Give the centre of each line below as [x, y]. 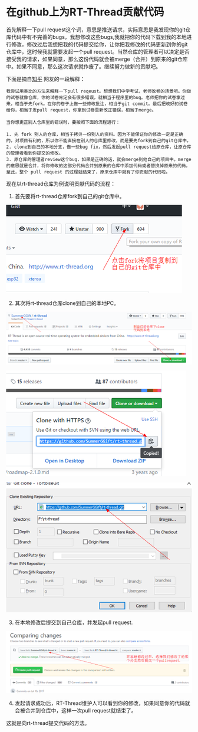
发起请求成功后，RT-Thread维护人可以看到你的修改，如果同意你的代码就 [102, 703]
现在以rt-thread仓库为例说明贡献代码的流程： [61, 183]
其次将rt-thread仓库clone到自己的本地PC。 [67, 303]
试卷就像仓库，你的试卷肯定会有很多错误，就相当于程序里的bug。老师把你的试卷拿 [95, 97]
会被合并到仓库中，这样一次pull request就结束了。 [75, 710]
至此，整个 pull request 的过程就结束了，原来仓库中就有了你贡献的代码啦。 [88, 172]
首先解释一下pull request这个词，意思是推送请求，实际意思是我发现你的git [96, 29]
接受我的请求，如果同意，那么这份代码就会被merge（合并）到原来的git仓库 [97, 59]
